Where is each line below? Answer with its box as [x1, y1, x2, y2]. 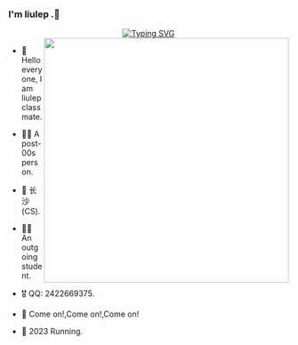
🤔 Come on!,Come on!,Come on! [20, 309, 140, 319]
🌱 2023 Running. [20, 326, 84, 337]
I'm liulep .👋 [8, 8, 60, 20]
